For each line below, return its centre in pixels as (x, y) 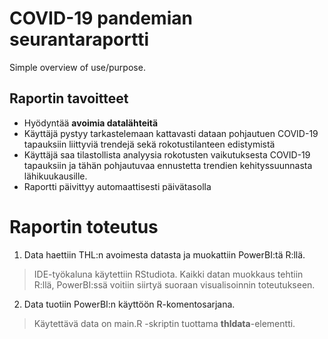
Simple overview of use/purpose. (77, 67)
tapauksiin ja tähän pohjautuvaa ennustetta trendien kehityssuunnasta (168, 165)
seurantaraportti (79, 39)
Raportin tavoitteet (69, 98)
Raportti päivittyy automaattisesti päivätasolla (117, 186)
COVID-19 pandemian (101, 18)
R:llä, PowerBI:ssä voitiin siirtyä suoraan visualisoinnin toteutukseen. (174, 284)
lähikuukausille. (55, 176)
